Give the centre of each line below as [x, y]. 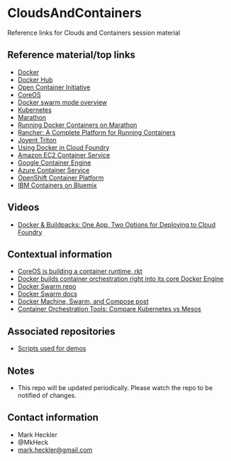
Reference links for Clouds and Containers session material [94, 33]
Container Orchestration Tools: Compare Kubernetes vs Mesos [109, 309]
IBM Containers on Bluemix [57, 185]
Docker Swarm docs [47, 294]
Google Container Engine [54, 162]
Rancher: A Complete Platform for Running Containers [96, 132]
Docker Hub [35, 79]
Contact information [53, 417]
